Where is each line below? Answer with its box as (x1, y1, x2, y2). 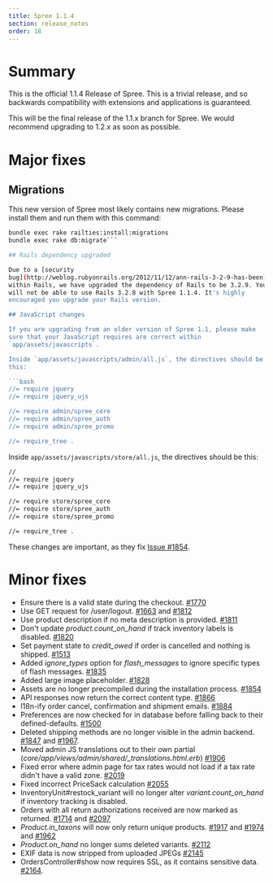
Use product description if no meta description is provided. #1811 (19, 614, 238, 624)
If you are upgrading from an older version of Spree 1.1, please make (8, 326, 256, 334)
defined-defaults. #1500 (19, 718, 102, 728)
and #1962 (19, 831, 56, 841)
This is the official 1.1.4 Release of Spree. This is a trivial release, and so (8, 89, 248, 98)
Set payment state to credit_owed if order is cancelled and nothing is (19, 640, 250, 650)
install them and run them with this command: (8, 213, 162, 223)
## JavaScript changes (8, 311, 85, 319)
